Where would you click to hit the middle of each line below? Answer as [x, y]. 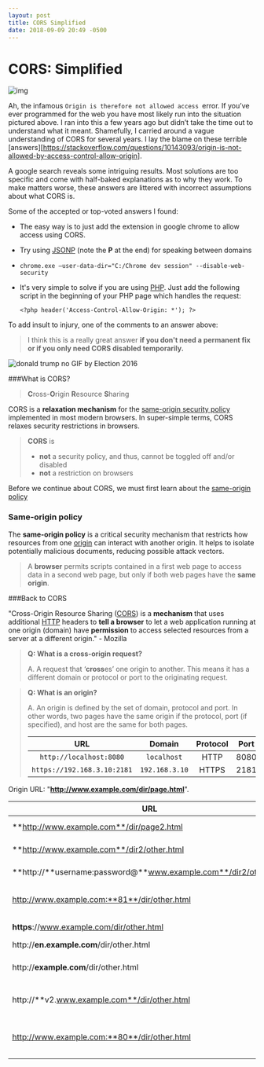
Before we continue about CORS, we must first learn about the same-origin [130, 489]
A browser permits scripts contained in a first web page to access [134, 566]
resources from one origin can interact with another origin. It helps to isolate [131, 542]
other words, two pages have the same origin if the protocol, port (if [137, 716]
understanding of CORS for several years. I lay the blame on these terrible [128, 139]
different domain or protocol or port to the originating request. [127, 677]
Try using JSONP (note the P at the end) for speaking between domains [136, 250]
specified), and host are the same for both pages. [108, 724]
